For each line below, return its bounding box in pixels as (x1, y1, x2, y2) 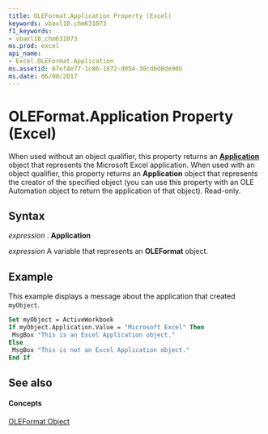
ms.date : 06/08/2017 (8, 72, 79, 80)
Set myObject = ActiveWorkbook (8, 316, 114, 324)
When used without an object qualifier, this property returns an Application (8, 151, 260, 161)
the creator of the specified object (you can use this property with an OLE (8, 177, 254, 187)
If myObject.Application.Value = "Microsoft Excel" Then (8, 324, 205, 332)
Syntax (8, 208, 45, 223)
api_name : (8, 49, 42, 58)
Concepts (8, 398, 42, 408)
